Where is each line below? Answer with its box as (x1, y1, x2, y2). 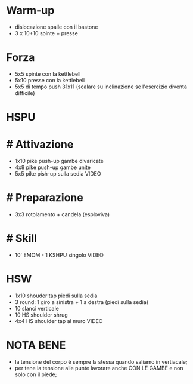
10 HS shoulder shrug (14, 311, 69, 318)
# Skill (6, 232, 38, 245)
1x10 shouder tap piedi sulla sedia (14, 292, 98, 299)
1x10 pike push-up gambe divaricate (14, 158, 104, 164)
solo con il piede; (14, 371, 57, 378)
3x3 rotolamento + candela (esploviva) (14, 210, 110, 218)
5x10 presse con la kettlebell (14, 76, 85, 84)
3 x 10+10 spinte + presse (14, 29, 79, 36)
